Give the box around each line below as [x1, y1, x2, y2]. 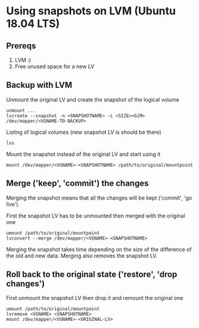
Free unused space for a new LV [14, 63, 95, 70]
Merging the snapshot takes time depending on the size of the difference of [6, 246, 192, 253]
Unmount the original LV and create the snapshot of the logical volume [6, 96, 180, 103]
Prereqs [6, 41, 36, 51]
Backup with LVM [6, 80, 73, 90]
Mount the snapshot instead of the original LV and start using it [6, 151, 161, 158]
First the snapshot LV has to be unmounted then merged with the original [6, 212, 186, 219]
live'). [6, 200, 20, 207]
